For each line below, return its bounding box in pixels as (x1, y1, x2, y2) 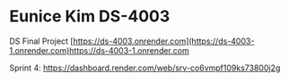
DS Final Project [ (9, 36, 74, 46)
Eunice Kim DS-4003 (9, 6, 171, 27)
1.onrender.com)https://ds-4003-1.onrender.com (9, 45, 190, 55)
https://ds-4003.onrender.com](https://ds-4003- (73, 36, 255, 46)
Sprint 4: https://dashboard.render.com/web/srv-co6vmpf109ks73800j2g (9, 62, 281, 73)
